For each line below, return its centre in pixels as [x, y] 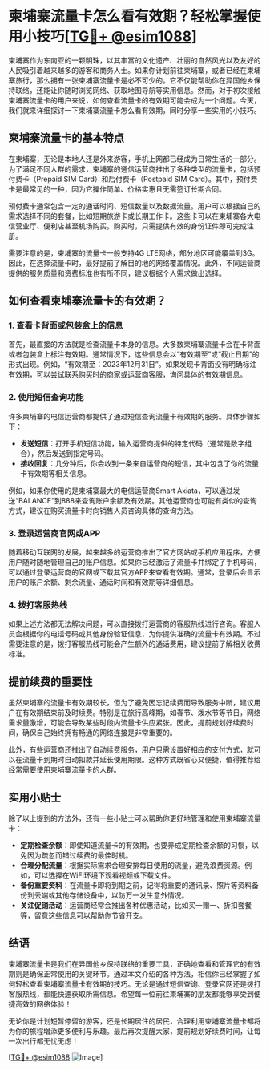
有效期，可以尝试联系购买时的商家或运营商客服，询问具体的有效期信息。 [127, 374]
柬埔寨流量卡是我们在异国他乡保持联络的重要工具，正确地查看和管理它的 [127, 963]
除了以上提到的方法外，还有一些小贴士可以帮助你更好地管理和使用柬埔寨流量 [135, 818]
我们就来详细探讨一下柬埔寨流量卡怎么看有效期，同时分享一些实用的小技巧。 [135, 110]
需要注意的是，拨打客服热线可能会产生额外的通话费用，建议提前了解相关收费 [135, 644]
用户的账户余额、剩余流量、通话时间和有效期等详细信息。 [103, 583]
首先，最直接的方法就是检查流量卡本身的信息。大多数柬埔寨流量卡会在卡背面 [135, 345]
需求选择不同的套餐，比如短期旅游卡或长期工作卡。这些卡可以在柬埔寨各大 [131, 216]
